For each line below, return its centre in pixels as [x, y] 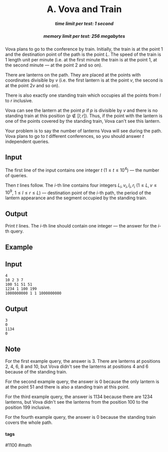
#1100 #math [18, 445]
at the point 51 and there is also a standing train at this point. [67, 387]
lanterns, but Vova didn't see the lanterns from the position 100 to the [77, 402]
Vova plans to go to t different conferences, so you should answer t [75, 136]
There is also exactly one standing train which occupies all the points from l [83, 95]
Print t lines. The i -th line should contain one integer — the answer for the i [82, 226]
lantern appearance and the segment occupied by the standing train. [76, 198]
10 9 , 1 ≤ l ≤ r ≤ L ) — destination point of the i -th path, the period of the [78, 192]
